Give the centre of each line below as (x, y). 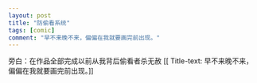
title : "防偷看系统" (39, 23)
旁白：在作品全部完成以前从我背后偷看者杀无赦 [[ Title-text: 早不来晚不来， (130, 61)
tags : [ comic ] (32, 30)
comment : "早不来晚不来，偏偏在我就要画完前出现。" (84, 38)
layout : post (30, 15)
